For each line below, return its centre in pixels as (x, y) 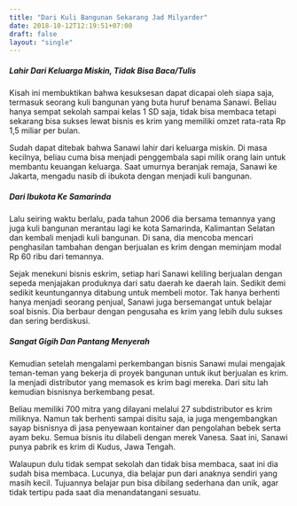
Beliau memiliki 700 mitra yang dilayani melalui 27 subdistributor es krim (141, 409)
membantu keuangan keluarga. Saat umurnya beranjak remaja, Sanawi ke (143, 167)
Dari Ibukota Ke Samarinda (60, 196)
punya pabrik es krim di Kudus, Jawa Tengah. (92, 447)
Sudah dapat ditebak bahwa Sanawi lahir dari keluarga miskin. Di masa (138, 148)
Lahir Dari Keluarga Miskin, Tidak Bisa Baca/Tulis (103, 70)
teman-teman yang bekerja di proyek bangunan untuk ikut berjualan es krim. (149, 373)
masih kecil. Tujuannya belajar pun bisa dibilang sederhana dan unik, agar (144, 483)
